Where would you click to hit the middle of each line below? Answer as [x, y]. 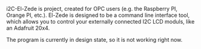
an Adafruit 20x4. [28, 28]
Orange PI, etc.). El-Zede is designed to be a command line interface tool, [98, 15]
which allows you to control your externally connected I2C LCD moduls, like [100, 21]
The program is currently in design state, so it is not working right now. [94, 40]
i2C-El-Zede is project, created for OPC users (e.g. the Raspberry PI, [92, 9]
